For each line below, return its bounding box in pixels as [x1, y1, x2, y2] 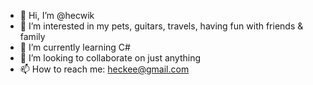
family [19, 31, 46, 42]
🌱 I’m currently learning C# [19, 41, 131, 53]
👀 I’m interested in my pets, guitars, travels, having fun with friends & [19, 20, 304, 32]
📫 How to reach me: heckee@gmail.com [19, 63, 190, 75]
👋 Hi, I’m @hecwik [19, 10, 95, 21]
